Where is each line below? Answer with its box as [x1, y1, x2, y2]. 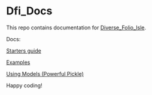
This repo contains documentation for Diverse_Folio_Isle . [6, 24, 147, 31]
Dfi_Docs [6, 4, 53, 18]
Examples [6, 59, 31, 66]
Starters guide [6, 47, 42, 54]
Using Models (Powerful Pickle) [6, 70, 84, 77]
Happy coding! [6, 82, 43, 89]
